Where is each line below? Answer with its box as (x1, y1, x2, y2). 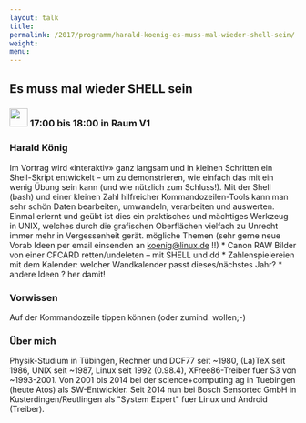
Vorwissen (9, 291, 58, 304)
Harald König (9, 142, 68, 155)
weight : (9, 38, 39, 48)
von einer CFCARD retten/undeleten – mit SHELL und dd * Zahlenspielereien (9, 249, 295, 260)
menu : (9, 47, 30, 56)
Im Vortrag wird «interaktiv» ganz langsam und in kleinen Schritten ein (9, 162, 273, 173)
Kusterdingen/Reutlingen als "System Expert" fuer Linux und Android (9, 394, 269, 405)
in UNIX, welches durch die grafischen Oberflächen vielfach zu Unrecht (9, 220, 279, 231)
